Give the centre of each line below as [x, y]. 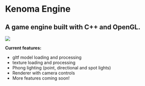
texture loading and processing [44, 63]
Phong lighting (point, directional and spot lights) [61, 68]
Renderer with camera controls [43, 73]
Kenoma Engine [38, 9]
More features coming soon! [41, 78]
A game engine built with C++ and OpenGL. [73, 27]
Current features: [23, 48]
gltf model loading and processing [47, 57]
